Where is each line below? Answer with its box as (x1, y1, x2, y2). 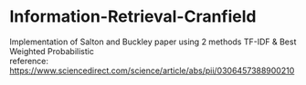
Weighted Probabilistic (9, 45, 94, 56)
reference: (9, 55, 48, 66)
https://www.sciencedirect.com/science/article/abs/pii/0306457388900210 (9, 65, 295, 76)
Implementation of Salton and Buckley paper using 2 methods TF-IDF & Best (9, 36, 297, 47)
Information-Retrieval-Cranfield (9, 6, 257, 27)
